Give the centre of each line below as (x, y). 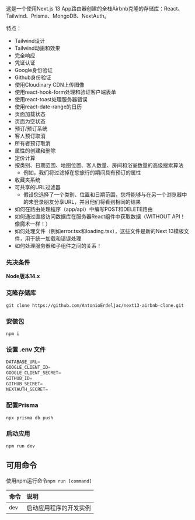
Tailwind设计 (30, 41)
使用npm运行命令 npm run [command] (49, 480)
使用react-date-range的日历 (48, 107)
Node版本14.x (23, 276)
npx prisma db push (30, 418)
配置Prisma (22, 405)
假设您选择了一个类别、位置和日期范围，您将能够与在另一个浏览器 (102, 194)
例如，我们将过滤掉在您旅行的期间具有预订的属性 (82, 172)
